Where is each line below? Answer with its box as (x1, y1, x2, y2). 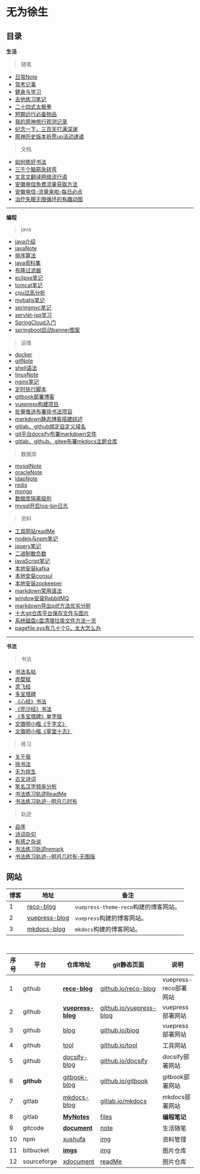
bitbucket (23, 1146, 49, 1154)
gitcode (23, 1123, 45, 1132)
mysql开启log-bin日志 (14, 502, 68, 509)
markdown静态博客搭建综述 (14, 416, 83, 422)
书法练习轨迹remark (14, 845, 64, 853)
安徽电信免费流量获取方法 (14, 181, 78, 188)
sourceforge (23, 1157, 58, 1166)
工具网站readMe (14, 528, 55, 534)
